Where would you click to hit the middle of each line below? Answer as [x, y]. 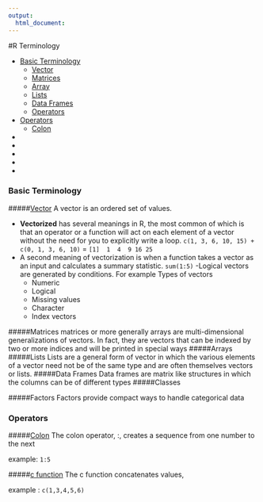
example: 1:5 [30, 459]
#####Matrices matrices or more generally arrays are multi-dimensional [126, 331]
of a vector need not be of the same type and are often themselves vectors [131, 365]
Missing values [56, 299]
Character [48, 308]
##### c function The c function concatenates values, [96, 475]
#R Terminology [34, 45]
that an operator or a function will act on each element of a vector [127, 232]
